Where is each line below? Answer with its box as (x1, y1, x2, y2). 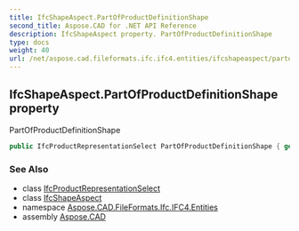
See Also (9, 163, 49, 175)
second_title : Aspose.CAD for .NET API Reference (9, 21, 198, 30)
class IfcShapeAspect (21, 192, 102, 203)
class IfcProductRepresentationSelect (21, 183, 161, 194)
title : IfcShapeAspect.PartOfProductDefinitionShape (9, 12, 209, 22)
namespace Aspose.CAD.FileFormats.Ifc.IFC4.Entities (21, 202, 218, 212)
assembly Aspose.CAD (21, 211, 107, 222)
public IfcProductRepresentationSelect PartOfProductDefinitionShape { (9, 141, 280, 151)
